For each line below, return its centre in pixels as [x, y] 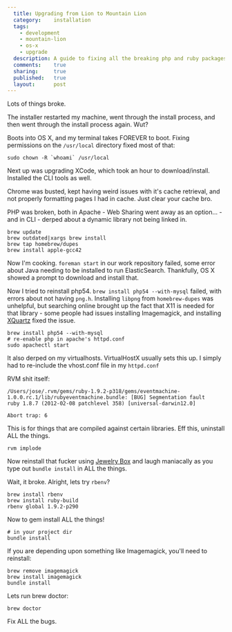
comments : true [40, 65]
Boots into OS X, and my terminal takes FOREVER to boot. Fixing [98, 138]
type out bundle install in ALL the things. [67, 469]
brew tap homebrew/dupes [43, 245]
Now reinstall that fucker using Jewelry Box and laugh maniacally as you [110, 461]
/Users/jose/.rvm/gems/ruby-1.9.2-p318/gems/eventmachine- [94, 392]
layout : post [40, 84]
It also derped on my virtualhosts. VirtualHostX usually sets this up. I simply [114, 358]
